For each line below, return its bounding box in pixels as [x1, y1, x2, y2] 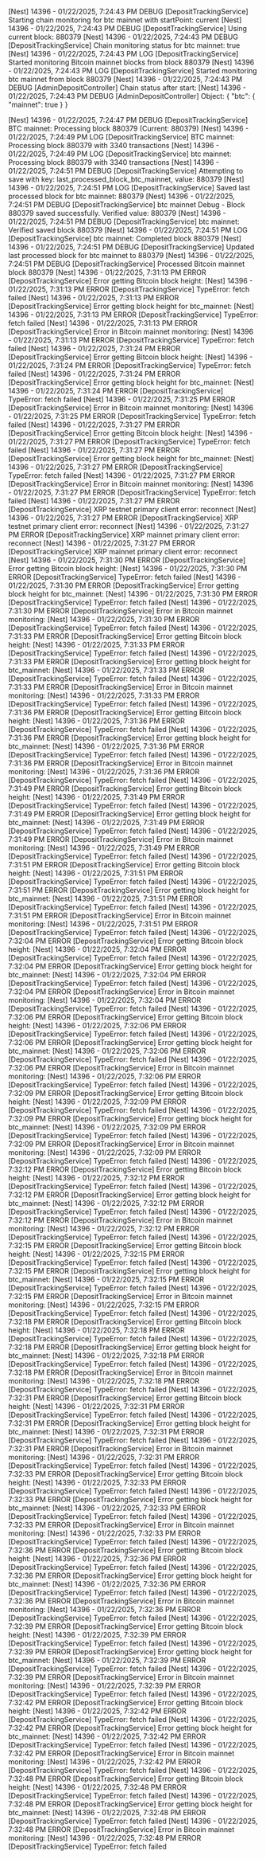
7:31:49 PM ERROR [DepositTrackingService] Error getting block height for [8, 809, 252, 819]
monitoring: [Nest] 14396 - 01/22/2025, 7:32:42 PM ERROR [8, 1757, 202, 1767]
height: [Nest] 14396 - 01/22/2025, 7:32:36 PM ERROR [8, 1554, 187, 1564]
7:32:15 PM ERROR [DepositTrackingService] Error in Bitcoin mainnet [8, 1292, 233, 1301]
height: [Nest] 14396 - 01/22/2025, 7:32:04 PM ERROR [8, 945, 187, 954]
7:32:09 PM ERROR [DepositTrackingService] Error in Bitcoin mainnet [8, 1139, 235, 1149]
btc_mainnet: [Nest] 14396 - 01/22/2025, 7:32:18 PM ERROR [8, 1351, 205, 1360]
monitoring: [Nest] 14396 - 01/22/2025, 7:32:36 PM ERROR [8, 1605, 201, 1614]
